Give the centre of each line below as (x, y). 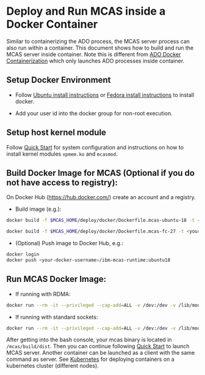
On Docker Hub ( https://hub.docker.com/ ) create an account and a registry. (101, 197)
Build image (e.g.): (38, 209)
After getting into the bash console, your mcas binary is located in (89, 340)
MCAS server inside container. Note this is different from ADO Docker (94, 54)
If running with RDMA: (43, 294)
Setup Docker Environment (59, 80)
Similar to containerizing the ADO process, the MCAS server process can (98, 41)
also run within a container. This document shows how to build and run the (100, 48)
